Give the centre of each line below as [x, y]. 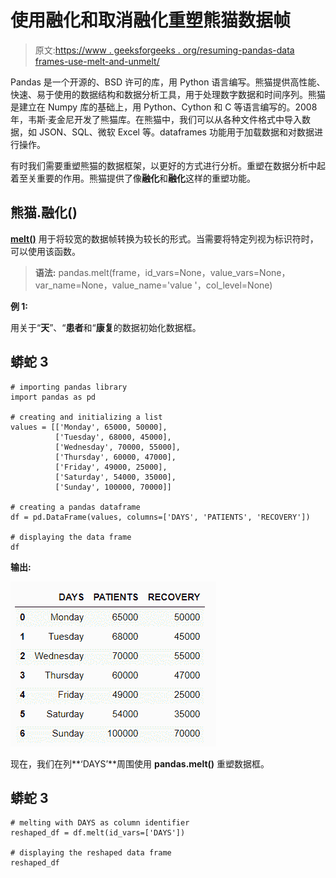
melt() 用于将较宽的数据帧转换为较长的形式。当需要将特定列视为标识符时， [164, 238]
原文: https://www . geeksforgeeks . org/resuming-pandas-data [164, 50]
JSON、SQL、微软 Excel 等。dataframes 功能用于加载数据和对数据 [176, 132]
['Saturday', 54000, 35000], [115, 477]
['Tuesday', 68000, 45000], [113, 437]
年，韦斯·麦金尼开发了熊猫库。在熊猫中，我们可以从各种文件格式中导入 [156, 119]
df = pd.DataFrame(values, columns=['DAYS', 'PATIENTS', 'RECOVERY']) [160, 517]
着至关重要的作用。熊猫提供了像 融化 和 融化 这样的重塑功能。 [133, 178]
